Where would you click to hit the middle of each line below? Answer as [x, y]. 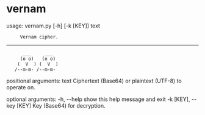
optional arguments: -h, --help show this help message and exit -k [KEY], [98, 99]
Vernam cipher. [39, 37]
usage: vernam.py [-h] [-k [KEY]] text [53, 26]
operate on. [21, 87]
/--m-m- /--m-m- [35, 69]
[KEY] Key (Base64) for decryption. [61, 105]
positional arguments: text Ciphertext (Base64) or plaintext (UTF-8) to [94, 81]
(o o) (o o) [38, 59]
